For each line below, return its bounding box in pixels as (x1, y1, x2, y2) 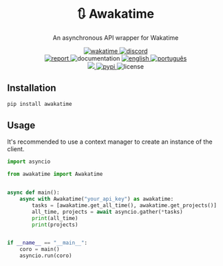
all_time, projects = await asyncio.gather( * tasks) (32, 208, 184, 215)
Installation (7, 82, 56, 94)
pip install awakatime (7, 100, 72, 107)
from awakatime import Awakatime (7, 170, 103, 178)
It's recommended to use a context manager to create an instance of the (7, 137, 213, 146)
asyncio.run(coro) (19, 252, 72, 259)
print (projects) (32, 221, 78, 228)
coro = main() (19, 246, 60, 253)
